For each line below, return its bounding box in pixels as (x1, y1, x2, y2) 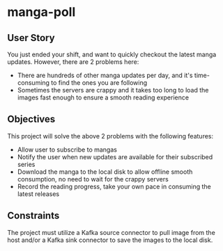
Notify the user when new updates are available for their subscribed (17, 152, 213, 161)
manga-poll (7, 4, 76, 20)
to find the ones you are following (51, 79, 148, 87)
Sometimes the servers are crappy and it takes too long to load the (17, 86, 209, 94)
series (17, 160, 36, 168)
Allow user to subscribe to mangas (17, 145, 117, 154)
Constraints (7, 210, 60, 222)
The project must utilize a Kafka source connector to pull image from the (7, 228, 216, 236)
